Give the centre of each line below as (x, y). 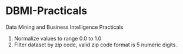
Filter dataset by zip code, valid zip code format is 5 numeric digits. (96, 45)
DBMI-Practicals (46, 11)
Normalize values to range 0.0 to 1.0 (58, 38)
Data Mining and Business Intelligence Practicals (64, 27)
